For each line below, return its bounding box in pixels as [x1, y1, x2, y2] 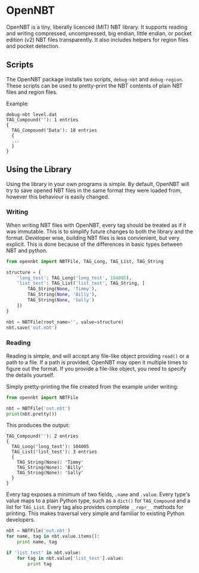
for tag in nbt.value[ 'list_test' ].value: [17, 555, 124, 561]
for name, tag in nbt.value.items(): [6, 534, 100, 540]
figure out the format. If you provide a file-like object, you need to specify [6, 365, 186, 372]
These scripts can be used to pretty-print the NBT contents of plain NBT [6, 82, 183, 89]
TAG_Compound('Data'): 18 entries [11, 127, 97, 133]
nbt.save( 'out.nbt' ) [6, 324, 58, 331]
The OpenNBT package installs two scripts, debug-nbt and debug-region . [6, 75, 184, 83]
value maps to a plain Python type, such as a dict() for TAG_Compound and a [6, 497, 191, 504]
